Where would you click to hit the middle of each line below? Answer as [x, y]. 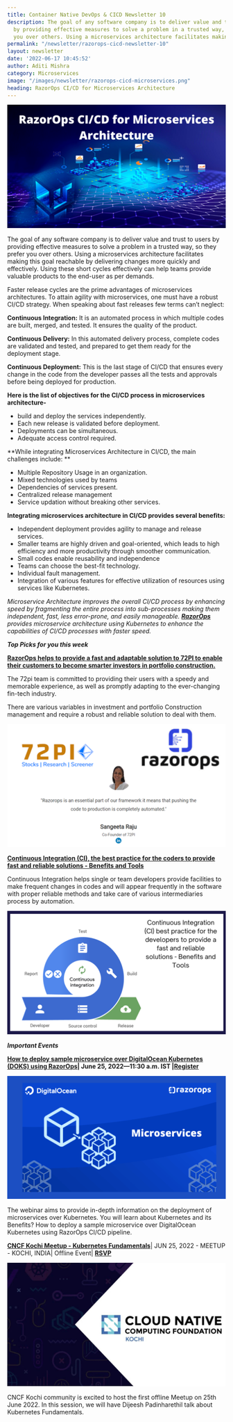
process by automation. [41, 901]
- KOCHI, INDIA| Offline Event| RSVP [59, 1253]
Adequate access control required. [67, 438]
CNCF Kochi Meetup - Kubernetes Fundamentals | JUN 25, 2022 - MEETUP [116, 1246]
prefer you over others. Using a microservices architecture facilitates [105, 254]
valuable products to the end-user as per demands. [81, 276]
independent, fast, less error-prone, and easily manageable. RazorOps [109, 616]
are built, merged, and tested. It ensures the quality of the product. [102, 325]
